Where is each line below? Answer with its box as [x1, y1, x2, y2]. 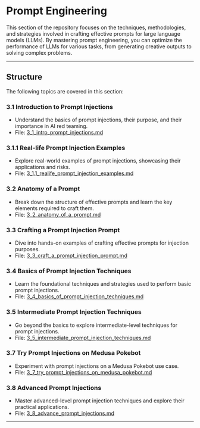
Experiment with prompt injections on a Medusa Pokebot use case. [14, 362, 179, 370]
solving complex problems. [6, 49, 73, 56]
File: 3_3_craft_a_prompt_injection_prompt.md [14, 252, 128, 259]
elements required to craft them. [14, 204, 94, 212]
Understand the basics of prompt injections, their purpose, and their [14, 116, 182, 123]
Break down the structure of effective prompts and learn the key [14, 198, 173, 205]
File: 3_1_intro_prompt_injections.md [14, 129, 103, 136]
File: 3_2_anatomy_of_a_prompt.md [14, 211, 101, 218]
